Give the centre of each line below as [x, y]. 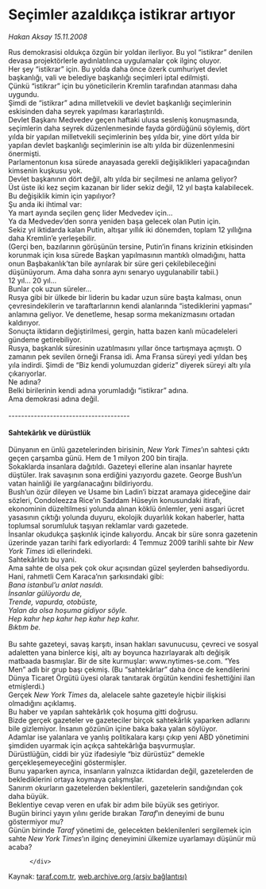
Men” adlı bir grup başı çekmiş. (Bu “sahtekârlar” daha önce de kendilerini [129, 669]
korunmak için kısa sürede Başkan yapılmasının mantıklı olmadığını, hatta [127, 255]
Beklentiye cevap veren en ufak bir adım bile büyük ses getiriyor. [114, 805]
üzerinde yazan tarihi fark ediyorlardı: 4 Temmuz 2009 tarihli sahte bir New [131, 542]
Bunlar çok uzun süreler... [50, 289]
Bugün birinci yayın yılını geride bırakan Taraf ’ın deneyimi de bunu [116, 813]
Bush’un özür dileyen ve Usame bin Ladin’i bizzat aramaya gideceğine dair [130, 492]
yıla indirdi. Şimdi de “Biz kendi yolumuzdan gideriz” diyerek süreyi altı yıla [130, 365]
